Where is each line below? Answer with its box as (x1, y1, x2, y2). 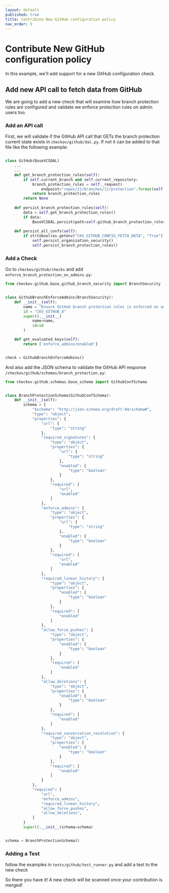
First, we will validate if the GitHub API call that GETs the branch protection (5, 133, 160, 139)
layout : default (5, 7, 39, 13)
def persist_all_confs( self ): (14, 229, 78, 234)
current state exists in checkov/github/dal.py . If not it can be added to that (5, 139, 160, 145)
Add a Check (5, 254, 37, 261)
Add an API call (5, 122, 43, 129)
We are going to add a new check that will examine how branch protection (5, 99, 159, 104)
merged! (5, 882, 23, 888)
